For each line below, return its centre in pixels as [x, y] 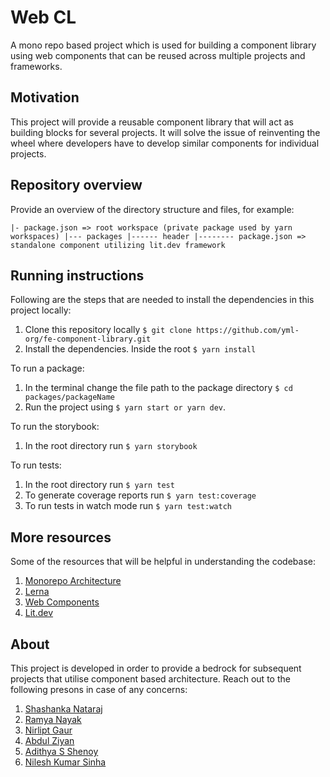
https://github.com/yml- [248, 331]
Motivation [45, 97]
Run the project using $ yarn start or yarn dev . [125, 407]
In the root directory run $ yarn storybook [111, 446]
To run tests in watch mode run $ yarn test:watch [128, 506]
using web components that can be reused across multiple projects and [158, 55]
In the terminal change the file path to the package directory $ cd [158, 388]
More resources [61, 537]
